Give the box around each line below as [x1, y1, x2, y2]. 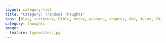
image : [5, 26, 19, 31]
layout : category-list [5, 7, 52, 12]
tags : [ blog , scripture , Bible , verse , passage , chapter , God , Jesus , [5, 16, 154, 21]
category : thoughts [5, 21, 45, 26]
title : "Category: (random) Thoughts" [5, 12, 85, 17]
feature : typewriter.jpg [9, 30, 61, 35]
